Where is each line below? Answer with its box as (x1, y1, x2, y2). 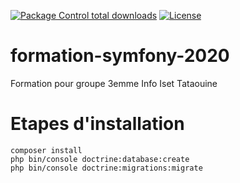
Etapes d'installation (10, 113, 185, 135)
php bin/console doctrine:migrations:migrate (10, 163, 203, 173)
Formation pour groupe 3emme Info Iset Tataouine (10, 77, 218, 89)
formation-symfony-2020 (10, 45, 230, 67)
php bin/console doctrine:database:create (10, 154, 190, 164)
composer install (10, 145, 83, 155)
